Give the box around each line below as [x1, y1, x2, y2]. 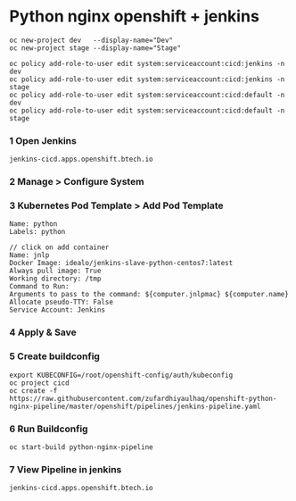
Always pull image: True [9, 266, 102, 276]
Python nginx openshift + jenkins [9, 6, 260, 27]
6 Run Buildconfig [9, 422, 88, 435]
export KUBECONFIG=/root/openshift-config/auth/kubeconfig [9, 371, 234, 380]
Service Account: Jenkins [9, 305, 105, 314]
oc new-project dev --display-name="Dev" [9, 36, 174, 45]
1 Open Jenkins [9, 134, 78, 146]
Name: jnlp [9, 251, 50, 260]
